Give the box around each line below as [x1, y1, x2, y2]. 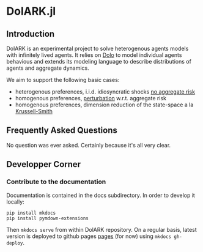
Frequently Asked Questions [6, 125, 118, 136]
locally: [6, 198, 24, 206]
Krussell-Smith [15, 108, 53, 114]
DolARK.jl [6, 4, 56, 18]
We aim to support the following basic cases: [6, 76, 120, 83]
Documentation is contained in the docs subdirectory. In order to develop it [6, 191, 196, 199]
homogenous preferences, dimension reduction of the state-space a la [15, 101, 194, 108]
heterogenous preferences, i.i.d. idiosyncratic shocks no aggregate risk [15, 88, 196, 95]
